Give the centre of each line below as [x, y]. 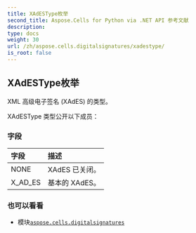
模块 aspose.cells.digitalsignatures [71, 222]
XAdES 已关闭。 [74, 169]
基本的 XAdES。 [74, 182]
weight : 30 [23, 40]
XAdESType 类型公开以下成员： [53, 116]
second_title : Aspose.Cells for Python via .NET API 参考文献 [98, 20]
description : [26, 27]
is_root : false [30, 53]
